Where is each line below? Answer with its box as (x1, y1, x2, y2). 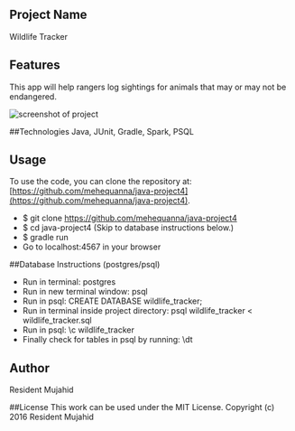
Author (9, 361, 50, 376)
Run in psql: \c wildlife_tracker (22, 324, 135, 335)
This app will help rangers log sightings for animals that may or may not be (9, 81, 287, 92)
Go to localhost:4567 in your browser (22, 241, 161, 252)
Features (9, 58, 60, 73)
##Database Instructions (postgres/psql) (9, 259, 161, 270)
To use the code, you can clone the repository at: (9, 176, 192, 187)
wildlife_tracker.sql (22, 315, 92, 326)
